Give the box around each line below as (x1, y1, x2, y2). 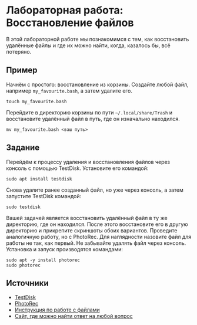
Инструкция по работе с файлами (14, 306, 100, 313)
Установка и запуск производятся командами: (6, 245, 123, 252)
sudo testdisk (6, 204, 41, 210)
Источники (6, 278, 49, 288)
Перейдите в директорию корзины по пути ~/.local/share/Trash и (6, 109, 173, 116)
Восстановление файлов (6, 16, 134, 29)
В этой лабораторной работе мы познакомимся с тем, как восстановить (6, 35, 189, 42)
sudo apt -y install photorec (6, 257, 81, 263)
